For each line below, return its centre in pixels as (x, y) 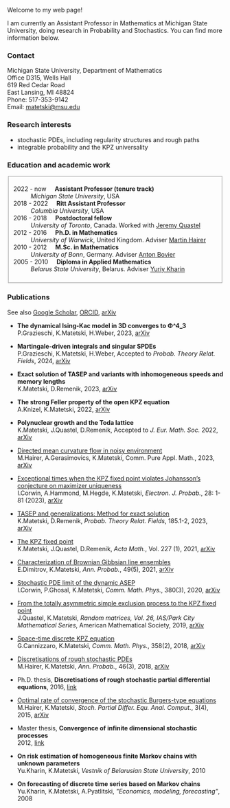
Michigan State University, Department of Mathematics (85, 71)
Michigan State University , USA (75, 196)
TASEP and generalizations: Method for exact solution (93, 513)
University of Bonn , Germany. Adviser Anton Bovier (103, 254)
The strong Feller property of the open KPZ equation (93, 402)
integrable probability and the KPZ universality (83, 147)
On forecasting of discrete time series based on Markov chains (108, 784)
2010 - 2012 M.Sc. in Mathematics (66, 247)
